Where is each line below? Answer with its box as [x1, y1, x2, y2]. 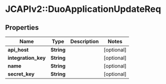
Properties [5, 23, 39, 32]
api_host [7, 46, 29, 53]
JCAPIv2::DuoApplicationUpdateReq [5, 3, 161, 15]
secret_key [7, 71, 35, 78]
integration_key [7, 55, 46, 61]
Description [70, 38, 99, 45]
